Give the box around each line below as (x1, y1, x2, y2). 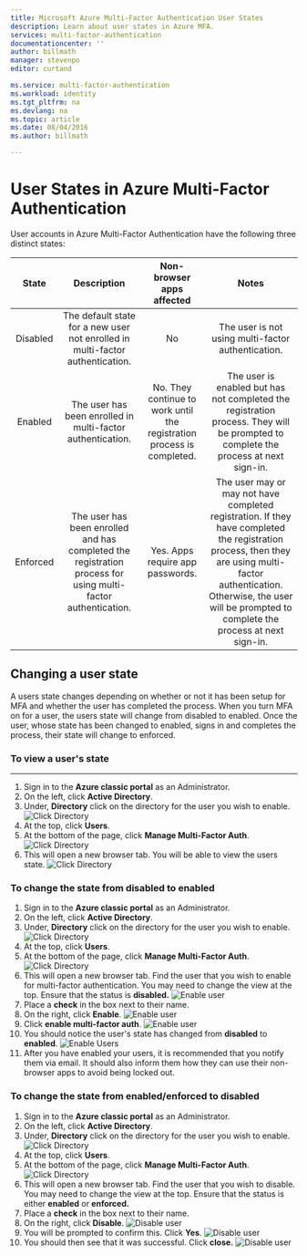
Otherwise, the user (209, 589, 293, 602)
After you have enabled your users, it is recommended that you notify (23, 1048, 285, 1059)
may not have (221, 487, 281, 500)
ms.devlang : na (10, 106, 68, 115)
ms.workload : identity (10, 88, 97, 99)
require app (147, 555, 198, 568)
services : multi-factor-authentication (10, 30, 162, 39)
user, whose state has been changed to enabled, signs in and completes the (10, 720, 297, 731)
